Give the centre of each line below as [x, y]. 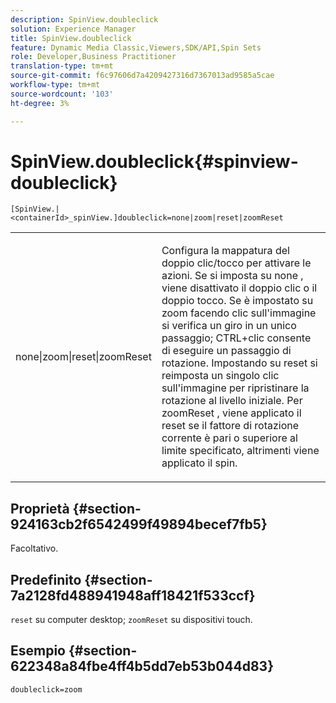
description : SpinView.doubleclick [84, 19]
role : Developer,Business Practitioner [93, 57]
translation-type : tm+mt [62, 66]
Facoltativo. [34, 548]
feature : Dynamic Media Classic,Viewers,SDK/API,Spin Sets [136, 47]
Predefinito [46, 579]
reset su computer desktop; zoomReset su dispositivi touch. [131, 620]
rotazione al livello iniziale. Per [232, 401]
